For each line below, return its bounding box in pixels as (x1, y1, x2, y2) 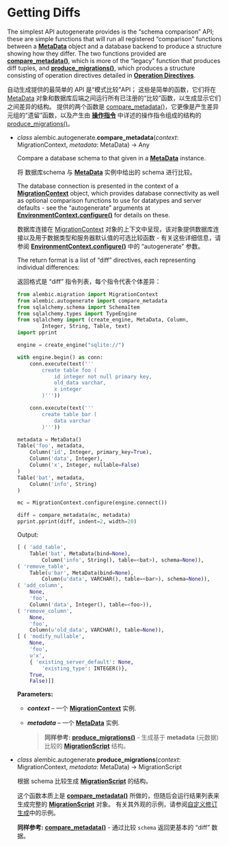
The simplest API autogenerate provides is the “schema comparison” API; (7, 27, 214, 36)
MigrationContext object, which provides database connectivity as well (16, 189, 220, 197)
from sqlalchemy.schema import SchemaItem (16, 304, 140, 311)
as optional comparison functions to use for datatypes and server (16, 196, 202, 204)
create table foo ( (42, 367, 97, 374)
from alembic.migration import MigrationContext (16, 291, 159, 298)
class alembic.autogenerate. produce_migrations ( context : (16, 756, 181, 764)
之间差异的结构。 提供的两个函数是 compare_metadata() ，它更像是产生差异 (7, 102, 219, 110)
